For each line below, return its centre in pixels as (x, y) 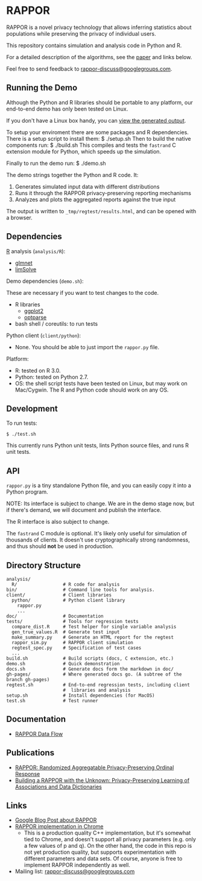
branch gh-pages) (28, 680)
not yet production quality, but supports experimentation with (100, 852)
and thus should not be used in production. (60, 546)
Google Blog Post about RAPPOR (56, 820)
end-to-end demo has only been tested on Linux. (67, 109)
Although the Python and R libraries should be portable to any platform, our (99, 102)
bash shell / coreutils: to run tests (56, 323)
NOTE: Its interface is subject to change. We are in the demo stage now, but (100, 504)
